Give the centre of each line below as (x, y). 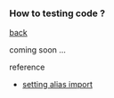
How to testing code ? (57, 13)
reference (27, 67)
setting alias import (57, 85)
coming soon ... (38, 50)
